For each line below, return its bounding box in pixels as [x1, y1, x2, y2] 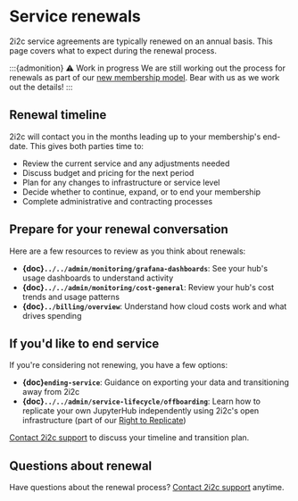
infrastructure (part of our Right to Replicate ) [21, 415, 186, 426]
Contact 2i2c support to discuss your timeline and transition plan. [9, 432, 250, 443]
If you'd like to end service [9, 336, 160, 351]
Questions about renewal [9, 458, 153, 473]
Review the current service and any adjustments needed [21, 158, 230, 169]
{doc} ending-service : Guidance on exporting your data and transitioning [21, 377, 290, 388]
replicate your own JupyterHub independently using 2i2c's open [21, 405, 260, 416]
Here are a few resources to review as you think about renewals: [9, 246, 246, 256]
